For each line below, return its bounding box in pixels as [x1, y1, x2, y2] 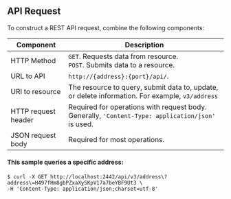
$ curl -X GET [7, 174, 48, 180]
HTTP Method [10, 56, 56, 65]
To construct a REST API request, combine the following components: [7, 23, 205, 32]
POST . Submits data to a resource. [68, 60, 175, 69]
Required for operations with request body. [68, 102, 208, 112]
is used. [68, 119, 94, 129]
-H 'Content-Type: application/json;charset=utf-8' [7, 185, 158, 193]
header [10, 115, 34, 124]
